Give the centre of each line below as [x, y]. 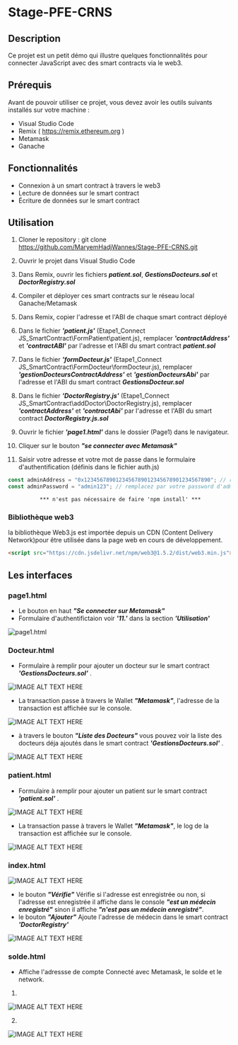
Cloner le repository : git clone [62, 240]
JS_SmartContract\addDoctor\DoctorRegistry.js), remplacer [105, 404]
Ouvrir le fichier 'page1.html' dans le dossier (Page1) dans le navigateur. [124, 432]
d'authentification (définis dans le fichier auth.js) [89, 467]
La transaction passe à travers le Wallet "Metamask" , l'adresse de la [119, 701]
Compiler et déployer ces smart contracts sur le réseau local [106, 296]
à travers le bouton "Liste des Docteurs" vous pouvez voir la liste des [120, 736]
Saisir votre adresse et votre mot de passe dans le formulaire [107, 459]
